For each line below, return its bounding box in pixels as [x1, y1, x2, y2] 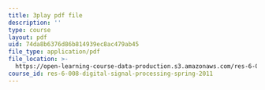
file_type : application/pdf [8, 48, 101, 56]
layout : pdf [8, 33, 47, 41]
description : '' [8, 19, 62, 27]
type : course [8, 26, 51, 34]
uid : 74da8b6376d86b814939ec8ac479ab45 [8, 41, 140, 49]
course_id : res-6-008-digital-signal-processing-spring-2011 [8, 70, 214, 77]
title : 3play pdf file [8, 11, 83, 20]
